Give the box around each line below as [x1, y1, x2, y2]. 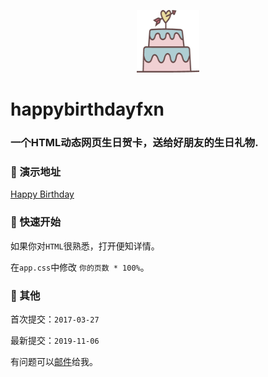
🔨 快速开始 [10, 215, 62, 229]
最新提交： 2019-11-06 [10, 335, 100, 346]
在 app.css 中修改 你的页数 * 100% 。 [10, 261, 150, 273]
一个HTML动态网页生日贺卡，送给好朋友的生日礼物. [10, 136, 259, 150]
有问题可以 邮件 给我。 [10, 356, 98, 367]
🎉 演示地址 [10, 165, 62, 179]
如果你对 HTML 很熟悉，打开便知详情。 [10, 240, 160, 252]
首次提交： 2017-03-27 [10, 313, 100, 325]
